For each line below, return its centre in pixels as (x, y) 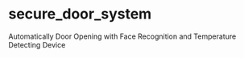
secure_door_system (80, 14)
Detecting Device (37, 44)
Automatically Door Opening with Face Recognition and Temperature (122, 36)
